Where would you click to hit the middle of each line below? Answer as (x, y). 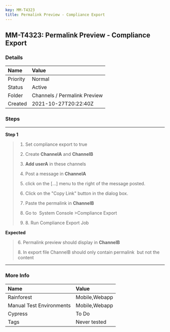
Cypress (18, 313)
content (26, 258)
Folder (15, 96)
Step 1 (12, 135)
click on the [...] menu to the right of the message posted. (85, 184)
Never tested (91, 322)
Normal (41, 79)
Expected (16, 233)
